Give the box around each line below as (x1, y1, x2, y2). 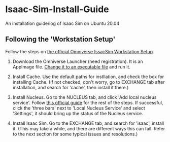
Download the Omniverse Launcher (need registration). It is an (12, 58, 143, 64)
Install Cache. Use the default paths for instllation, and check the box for (12, 74, 164, 80)
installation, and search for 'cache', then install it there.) (12, 84, 129, 90)
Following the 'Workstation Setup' (5, 35, 116, 44)
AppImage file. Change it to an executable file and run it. (12, 63, 131, 69)
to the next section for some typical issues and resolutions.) (12, 131, 138, 137)
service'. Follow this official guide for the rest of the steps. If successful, (12, 99, 163, 105)
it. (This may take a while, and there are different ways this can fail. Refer (12, 125, 165, 131)
